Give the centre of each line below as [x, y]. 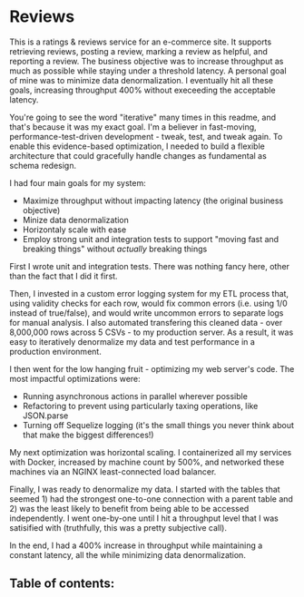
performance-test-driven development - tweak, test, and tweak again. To [146, 136]
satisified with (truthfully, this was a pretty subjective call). [118, 527]
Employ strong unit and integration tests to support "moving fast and [151, 239]
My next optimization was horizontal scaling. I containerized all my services [151, 452]
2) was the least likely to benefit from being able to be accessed [129, 508]
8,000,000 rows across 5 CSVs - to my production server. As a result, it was [152, 332]
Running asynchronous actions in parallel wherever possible [135, 396]
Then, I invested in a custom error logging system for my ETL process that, [149, 293]
